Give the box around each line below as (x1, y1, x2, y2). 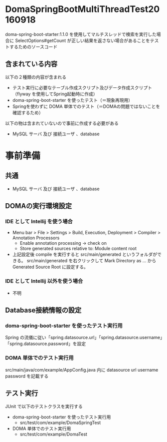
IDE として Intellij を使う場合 (5, 218, 73, 225)
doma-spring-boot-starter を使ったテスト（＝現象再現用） (12, 97, 133, 103)
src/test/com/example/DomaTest (19, 431, 87, 437)
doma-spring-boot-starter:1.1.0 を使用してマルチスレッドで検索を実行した (5, 31, 157, 37)
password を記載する (5, 373, 49, 379)
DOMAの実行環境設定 (5, 202, 72, 210)
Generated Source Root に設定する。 (12, 264, 88, 270)
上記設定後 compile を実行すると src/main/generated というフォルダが (12, 251, 158, 258)
